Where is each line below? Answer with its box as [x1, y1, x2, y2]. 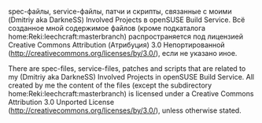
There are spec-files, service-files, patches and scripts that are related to [8, 64, 246, 73]
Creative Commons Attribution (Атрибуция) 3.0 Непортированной [8, 40, 226, 50]
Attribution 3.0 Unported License [8, 98, 115, 106]
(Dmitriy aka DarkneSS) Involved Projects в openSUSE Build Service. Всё [8, 15, 245, 24]
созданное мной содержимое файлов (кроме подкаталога [8, 24, 206, 32]
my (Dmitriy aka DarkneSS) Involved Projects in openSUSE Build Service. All [8, 73, 255, 81]
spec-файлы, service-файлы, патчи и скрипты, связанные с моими [8, 7, 232, 16]
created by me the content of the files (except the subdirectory [8, 80, 212, 90]
